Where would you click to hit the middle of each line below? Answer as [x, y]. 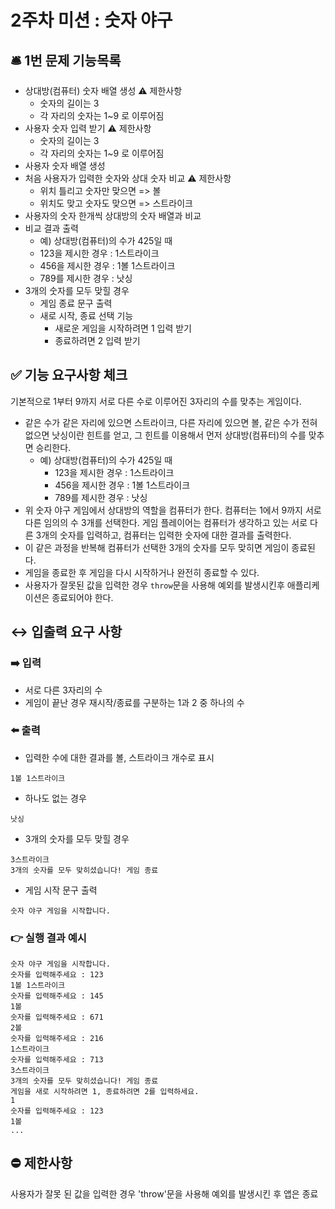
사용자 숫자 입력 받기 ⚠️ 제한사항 [88, 128]
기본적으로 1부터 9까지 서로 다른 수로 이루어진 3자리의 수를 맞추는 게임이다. [156, 401]
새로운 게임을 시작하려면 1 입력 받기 [123, 328]
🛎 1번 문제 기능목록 [66, 60]
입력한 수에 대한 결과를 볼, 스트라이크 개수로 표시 [119, 757]
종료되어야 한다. [82, 597]
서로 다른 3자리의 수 [63, 690]
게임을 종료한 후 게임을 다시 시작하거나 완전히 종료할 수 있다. [142, 572]
